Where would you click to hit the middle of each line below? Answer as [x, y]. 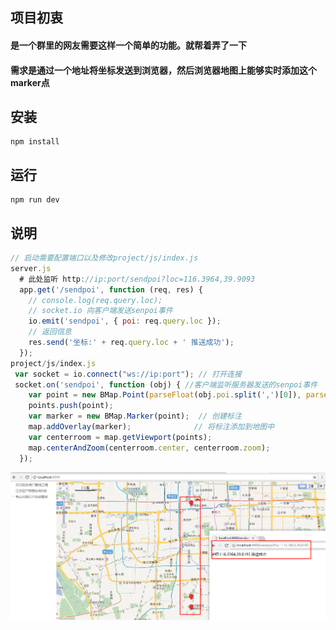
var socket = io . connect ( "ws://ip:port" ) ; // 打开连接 [128, 374]
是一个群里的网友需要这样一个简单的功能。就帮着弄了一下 [128, 45]
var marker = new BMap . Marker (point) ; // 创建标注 [135, 416]
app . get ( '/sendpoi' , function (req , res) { [111, 289]
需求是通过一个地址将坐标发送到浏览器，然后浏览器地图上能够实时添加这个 [163, 70]
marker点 [30, 82]
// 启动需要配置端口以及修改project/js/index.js [104, 258]
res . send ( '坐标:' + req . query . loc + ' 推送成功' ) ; [131, 343]
